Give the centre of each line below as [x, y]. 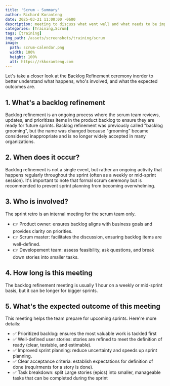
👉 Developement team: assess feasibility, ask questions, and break [83, 250]
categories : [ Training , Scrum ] [37, 29]
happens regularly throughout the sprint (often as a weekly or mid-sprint [81, 175]
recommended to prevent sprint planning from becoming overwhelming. [80, 185]
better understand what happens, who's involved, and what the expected [81, 81]
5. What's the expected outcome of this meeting [83, 306]
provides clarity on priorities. [42, 231]
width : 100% [23, 52]
